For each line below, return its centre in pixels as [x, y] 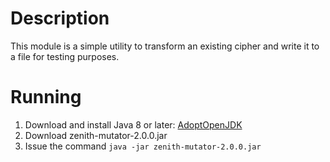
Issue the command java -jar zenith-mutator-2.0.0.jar [143, 146]
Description [60, 18]
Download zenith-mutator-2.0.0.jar [96, 135]
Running [46, 97]
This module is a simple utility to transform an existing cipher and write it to [165, 46]
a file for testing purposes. [65, 56]
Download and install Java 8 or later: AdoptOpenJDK [133, 124]
